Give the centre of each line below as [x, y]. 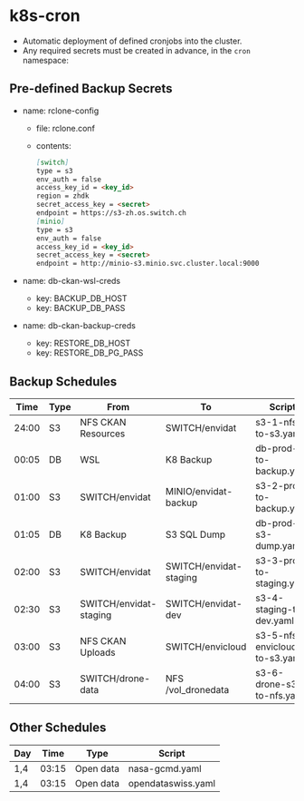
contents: [54, 145]
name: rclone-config [61, 111]
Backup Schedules [63, 381]
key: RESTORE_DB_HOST [83, 343]
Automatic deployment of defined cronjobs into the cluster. [132, 41]
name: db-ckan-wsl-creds [71, 281]
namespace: [46, 60]
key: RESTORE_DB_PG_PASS [90, 353]
